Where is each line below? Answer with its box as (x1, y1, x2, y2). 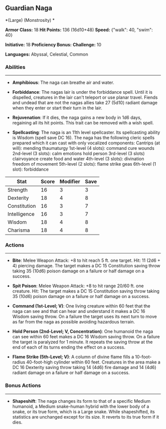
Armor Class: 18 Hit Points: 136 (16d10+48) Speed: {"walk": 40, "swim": (5, 27, 153, 33)
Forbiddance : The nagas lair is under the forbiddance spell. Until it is (12, 89, 153, 95)
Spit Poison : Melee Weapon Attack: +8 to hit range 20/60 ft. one (12, 283, 144, 289)
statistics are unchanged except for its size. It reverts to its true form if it (12, 414, 159, 420)
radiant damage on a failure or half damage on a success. (12, 369, 130, 376)
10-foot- (135, 354, 152, 360)
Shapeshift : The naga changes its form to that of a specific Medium (12, 398, 151, 404)
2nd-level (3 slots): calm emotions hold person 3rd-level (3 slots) (12, 151, 145, 157)
